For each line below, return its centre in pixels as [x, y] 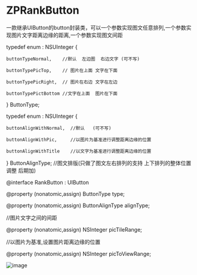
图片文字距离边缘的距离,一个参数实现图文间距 [67, 35]
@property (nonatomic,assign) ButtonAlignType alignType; [78, 205]
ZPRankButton [43, 10]
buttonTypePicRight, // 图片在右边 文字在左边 [62, 82]
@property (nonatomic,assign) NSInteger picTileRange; [74, 229]
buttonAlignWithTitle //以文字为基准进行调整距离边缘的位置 [79, 151]
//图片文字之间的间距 [32, 217]
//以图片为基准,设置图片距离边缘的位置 [53, 242]
